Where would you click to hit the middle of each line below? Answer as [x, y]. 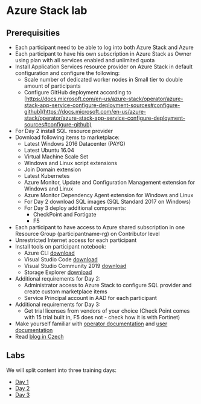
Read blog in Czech [39, 337]
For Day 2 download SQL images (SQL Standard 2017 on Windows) [107, 201]
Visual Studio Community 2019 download [75, 266]
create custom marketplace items [65, 292]
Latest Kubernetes [47, 176]
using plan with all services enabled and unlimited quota [85, 60]
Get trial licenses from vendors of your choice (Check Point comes [107, 311]
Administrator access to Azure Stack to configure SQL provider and [108, 285]
